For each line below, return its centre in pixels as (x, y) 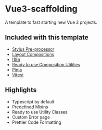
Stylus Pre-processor (33, 49)
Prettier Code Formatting (37, 122)
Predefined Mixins (30, 107)
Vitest (18, 75)
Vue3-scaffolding (41, 9)
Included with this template (47, 37)
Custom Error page (31, 117)
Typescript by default (33, 101)
